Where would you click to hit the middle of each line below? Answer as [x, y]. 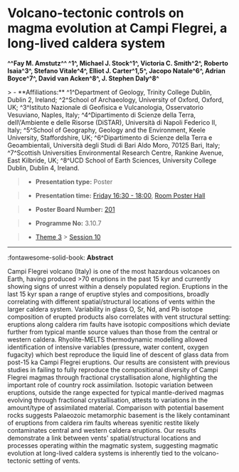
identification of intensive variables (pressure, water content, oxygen [108, 347]
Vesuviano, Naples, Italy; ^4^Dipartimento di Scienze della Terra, [102, 115]
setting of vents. [57, 461]
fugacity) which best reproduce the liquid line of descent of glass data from [118, 354]
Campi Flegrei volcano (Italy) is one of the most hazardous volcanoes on [114, 271]
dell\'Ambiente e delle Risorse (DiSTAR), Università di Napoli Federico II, [112, 122]
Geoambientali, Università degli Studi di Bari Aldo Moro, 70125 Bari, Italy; [114, 145]
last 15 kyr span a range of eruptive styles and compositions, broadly [108, 294]
